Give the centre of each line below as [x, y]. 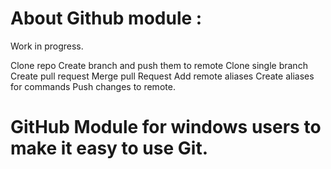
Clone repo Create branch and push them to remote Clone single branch [159, 65]
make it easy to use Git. [109, 148]
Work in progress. [47, 46]
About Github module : [106, 18]
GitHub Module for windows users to [166, 127]
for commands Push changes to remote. [93, 86]
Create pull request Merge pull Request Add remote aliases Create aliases [162, 76]
